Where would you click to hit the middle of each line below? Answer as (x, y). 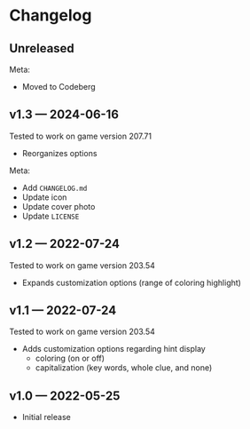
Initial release (46, 417)
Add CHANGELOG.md (55, 187)
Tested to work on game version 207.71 (81, 136)
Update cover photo (59, 206)
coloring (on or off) (70, 358)
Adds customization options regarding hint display (113, 349)
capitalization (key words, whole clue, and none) (124, 368)
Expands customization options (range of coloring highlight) (132, 282)
